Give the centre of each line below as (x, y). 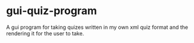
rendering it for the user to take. (45, 33)
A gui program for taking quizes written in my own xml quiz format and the (97, 27)
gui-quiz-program (51, 11)
